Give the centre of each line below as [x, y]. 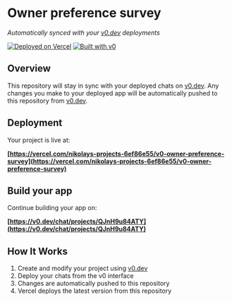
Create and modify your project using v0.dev [83, 268]
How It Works [38, 251]
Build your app [40, 191]
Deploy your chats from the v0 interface [75, 276]
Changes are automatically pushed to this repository [93, 284]
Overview [29, 69]
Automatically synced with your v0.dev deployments [84, 33]
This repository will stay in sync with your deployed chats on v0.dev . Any [113, 86]
